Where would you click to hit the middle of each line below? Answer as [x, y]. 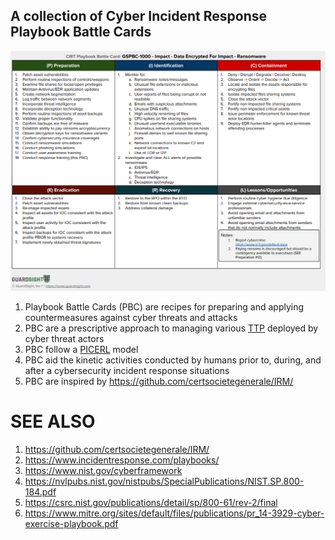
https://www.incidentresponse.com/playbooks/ [122, 460]
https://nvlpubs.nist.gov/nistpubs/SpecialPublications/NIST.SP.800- [164, 481]
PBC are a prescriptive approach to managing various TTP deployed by [171, 328]
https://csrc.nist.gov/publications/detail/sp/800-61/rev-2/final [151, 503]
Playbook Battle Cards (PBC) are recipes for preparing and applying [164, 307]
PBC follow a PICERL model [81, 350]
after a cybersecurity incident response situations [127, 371]
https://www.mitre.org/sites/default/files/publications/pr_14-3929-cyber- [174, 513]
